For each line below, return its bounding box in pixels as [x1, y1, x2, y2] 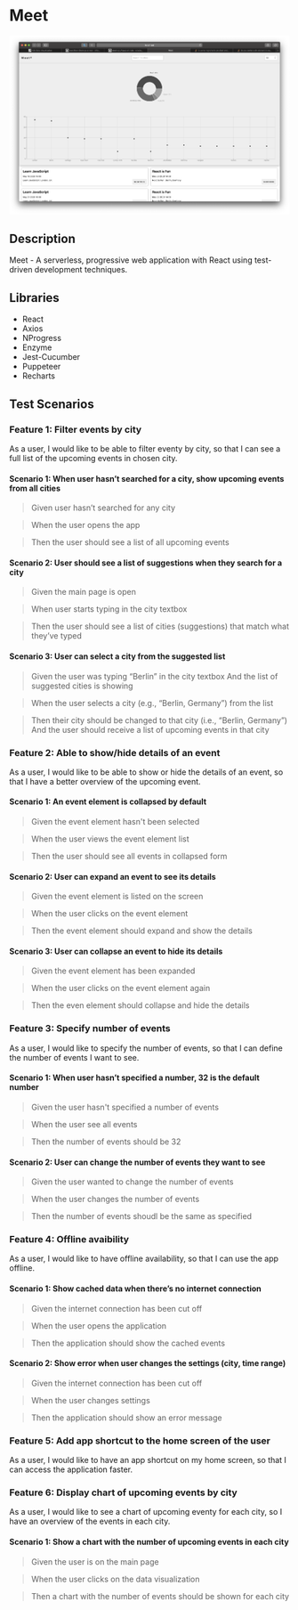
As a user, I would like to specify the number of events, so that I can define [9, 1043, 283, 1053]
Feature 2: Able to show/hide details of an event [9, 746, 221, 759]
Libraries [9, 290, 60, 305]
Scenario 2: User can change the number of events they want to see [9, 1157, 266, 1167]
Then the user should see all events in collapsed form [30, 851, 228, 862]
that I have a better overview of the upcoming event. [9, 776, 202, 786]
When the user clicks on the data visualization [30, 1573, 200, 1584]
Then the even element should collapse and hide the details [30, 1000, 250, 1011]
